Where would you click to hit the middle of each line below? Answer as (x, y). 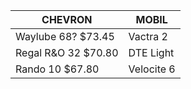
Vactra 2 (148, 36)
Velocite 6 (152, 69)
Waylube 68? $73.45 (65, 36)
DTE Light (151, 52)
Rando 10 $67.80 (57, 69)
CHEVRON (67, 19)
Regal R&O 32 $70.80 (67, 52)
